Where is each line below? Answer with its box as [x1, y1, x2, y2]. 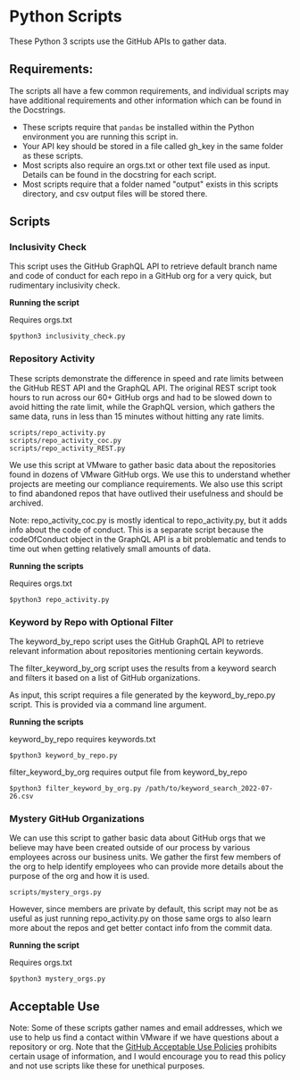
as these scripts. [21, 150, 84, 161]
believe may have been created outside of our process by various [9, 842, 251, 853]
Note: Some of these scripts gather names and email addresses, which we [9, 1023, 283, 1034]
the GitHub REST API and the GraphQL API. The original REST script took [9, 382, 277, 393]
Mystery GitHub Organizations [9, 812, 145, 825]
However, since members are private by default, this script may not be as [9, 904, 279, 915]
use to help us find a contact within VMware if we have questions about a [9, 1032, 279, 1042]
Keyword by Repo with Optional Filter [9, 615, 174, 628]
